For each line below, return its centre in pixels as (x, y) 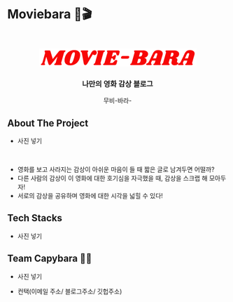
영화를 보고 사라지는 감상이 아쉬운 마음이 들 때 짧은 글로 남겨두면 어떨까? (116, 169)
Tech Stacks (35, 218)
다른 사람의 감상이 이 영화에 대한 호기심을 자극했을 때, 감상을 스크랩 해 (112, 178)
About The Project (48, 123)
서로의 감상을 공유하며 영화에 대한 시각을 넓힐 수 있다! (90, 196)
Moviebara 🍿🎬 (50, 14)
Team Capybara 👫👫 (50, 259)
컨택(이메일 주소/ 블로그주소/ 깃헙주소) (70, 291)
